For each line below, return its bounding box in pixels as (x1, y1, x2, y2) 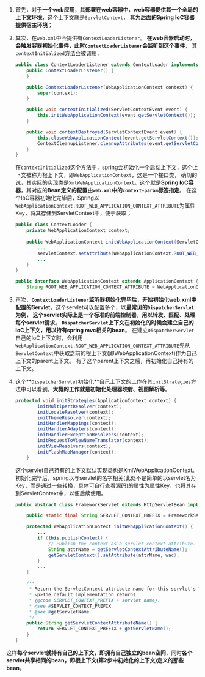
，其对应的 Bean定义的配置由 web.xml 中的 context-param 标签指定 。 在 (20, 187, 192, 194)
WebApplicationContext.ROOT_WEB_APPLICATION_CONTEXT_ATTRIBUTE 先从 (15, 342, 190, 349)
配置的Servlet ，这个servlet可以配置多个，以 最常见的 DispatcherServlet (15, 303, 194, 311)
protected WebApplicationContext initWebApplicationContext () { (26, 523, 193, 530)
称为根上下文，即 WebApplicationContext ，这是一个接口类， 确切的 (31, 171, 198, 179)
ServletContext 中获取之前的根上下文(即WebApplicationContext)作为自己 (15, 349, 197, 357)
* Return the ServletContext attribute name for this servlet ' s (29, 586, 196, 592)
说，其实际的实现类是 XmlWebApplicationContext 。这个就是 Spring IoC (15, 179, 189, 186)
